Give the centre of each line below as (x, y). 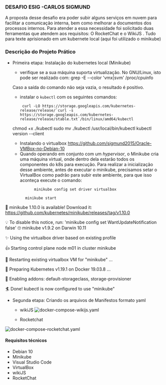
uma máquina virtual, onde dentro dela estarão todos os (77, 159)
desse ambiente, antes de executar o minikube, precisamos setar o (88, 170)
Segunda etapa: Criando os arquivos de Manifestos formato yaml (79, 300)
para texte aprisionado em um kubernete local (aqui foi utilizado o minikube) (83, 39)
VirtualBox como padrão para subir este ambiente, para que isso (86, 175)
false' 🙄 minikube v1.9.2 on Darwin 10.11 (46, 228)
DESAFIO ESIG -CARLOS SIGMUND (48, 7)
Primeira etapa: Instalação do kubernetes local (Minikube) (72, 63)
